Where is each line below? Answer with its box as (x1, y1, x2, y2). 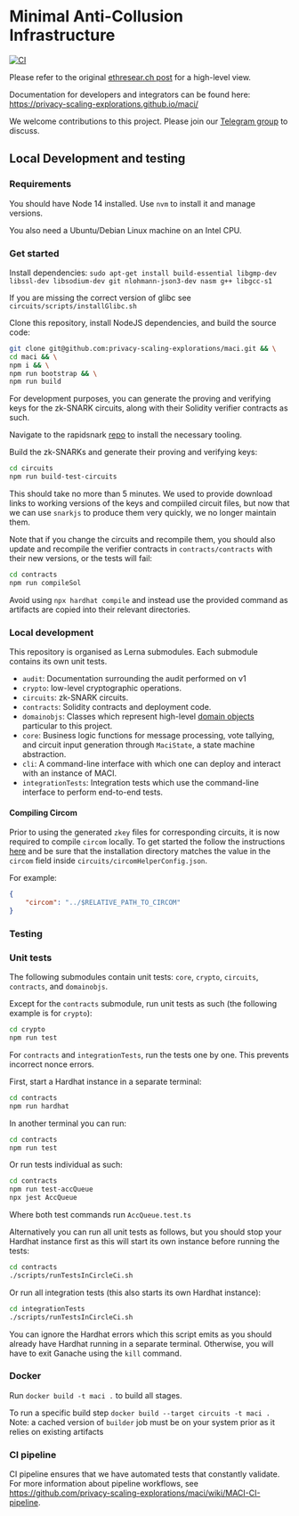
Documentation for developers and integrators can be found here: (9, 89, 251, 100)
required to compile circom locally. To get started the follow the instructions (9, 836, 286, 847)
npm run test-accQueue (9, 1185, 93, 1194)
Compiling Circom (9, 807, 77, 818)
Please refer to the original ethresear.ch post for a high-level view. (9, 71, 252, 82)
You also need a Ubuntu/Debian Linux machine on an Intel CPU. (9, 224, 242, 235)
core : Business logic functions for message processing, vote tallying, (21, 730, 275, 741)
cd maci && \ (9, 352, 58, 362)
